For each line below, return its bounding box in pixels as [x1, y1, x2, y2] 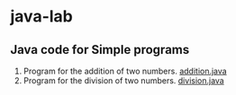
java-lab [10, 6, 73, 27]
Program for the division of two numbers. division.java [23, 75, 224, 86]
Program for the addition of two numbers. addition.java [23, 65, 228, 76]
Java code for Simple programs [10, 42, 190, 57]
